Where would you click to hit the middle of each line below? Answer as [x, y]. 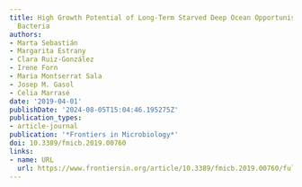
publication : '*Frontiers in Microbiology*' [94, 135]
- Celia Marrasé [40, 93]
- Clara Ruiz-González [52, 59]
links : [22, 151]
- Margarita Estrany [48, 51]
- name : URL [31, 160]
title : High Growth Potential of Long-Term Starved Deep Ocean [130, 18]
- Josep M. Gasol [42, 85]
